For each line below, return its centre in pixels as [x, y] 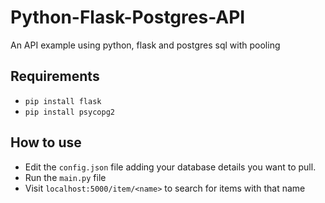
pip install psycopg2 [69, 112]
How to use [46, 142]
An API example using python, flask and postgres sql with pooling [145, 45]
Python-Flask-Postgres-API [128, 17]
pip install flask [63, 101]
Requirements [55, 76]
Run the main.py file [65, 177]
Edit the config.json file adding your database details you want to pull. [170, 167]
